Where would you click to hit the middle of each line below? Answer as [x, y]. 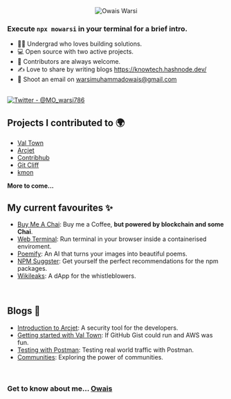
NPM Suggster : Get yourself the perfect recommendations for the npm [118, 261]
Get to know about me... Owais [60, 389]
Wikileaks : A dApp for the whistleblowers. [76, 276]
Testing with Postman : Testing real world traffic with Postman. [105, 350]
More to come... [30, 186]
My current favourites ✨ [60, 207]
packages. [32, 268]
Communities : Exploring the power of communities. [90, 357]
